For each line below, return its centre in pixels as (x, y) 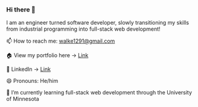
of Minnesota (23, 99)
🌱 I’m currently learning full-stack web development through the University (99, 93)
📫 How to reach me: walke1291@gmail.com (61, 41)
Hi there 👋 (21, 10)
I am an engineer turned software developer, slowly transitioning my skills (97, 23)
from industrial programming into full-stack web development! (84, 29)
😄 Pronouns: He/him (32, 81)
